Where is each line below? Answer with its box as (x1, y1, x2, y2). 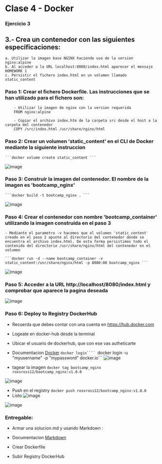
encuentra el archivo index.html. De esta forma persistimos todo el (5, 239, 149, 244)
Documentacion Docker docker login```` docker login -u (12, 350, 129, 356)
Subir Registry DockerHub (12, 453, 65, 459)
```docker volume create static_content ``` (5, 155, 97, 160)
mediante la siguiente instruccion (5, 144, 86, 151)
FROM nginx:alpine (14, 110, 51, 115)
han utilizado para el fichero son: (5, 94, 84, 101)
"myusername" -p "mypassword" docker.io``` (12, 355, 103, 360)
